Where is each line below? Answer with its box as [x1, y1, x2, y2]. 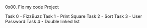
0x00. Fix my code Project [5, 4, 59, 10]
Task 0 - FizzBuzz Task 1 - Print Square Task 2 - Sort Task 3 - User [5, 14, 143, 19]
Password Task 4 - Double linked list [5, 19, 80, 24]
